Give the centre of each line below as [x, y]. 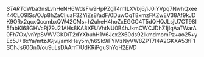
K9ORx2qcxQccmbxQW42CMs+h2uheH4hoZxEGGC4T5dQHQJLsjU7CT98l [101, 22]
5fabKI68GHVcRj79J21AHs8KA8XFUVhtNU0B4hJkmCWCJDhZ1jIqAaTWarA [101, 28]
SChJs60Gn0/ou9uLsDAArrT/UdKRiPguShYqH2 [66, 47]
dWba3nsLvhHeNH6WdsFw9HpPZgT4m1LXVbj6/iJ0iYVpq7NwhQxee [111, 9]
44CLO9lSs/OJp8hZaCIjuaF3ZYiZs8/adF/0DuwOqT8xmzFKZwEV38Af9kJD [101, 15]
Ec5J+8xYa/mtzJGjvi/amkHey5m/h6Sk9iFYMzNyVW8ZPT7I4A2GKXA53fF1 [101, 41]
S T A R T [15, 9]
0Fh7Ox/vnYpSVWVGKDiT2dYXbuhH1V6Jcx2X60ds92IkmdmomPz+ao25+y [102, 35]
